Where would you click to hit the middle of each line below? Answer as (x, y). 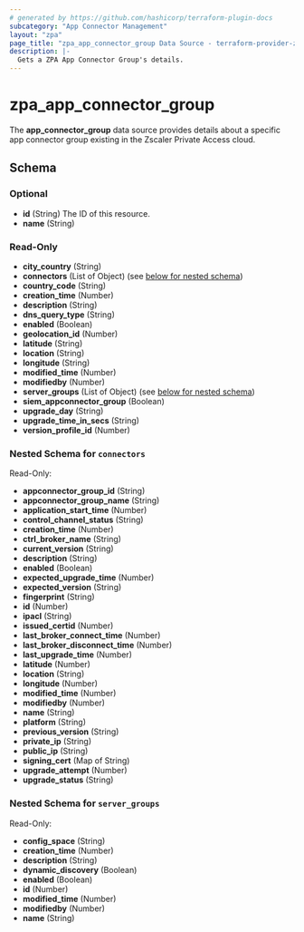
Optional (28, 194)
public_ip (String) (55, 751)
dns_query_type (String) (69, 315)
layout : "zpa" (36, 34)
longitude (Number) (60, 684)
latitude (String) (52, 343)
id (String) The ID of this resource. (86, 213)
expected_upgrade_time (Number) (88, 578)
